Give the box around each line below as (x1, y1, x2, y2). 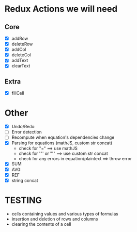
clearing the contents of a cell (11, 221, 71, 227)
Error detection (11, 129, 42, 135)
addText (11, 57, 29, 64)
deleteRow (11, 41, 33, 47)
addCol (11, 47, 26, 52)
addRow (11, 35, 29, 41)
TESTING (4, 195, 42, 206)
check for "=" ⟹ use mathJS (18, 146, 78, 151)
